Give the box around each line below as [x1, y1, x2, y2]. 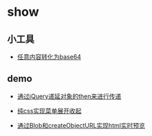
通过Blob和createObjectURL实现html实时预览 [17, 121, 146, 129]
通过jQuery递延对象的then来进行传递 [17, 92, 122, 100]
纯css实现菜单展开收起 [17, 106, 82, 115]
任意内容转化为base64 [17, 53, 81, 60]
